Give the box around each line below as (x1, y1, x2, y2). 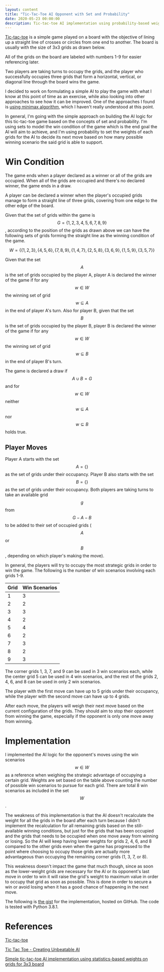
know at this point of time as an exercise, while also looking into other (5, 94, 145, 100)
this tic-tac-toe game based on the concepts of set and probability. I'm (5, 119, 147, 124)
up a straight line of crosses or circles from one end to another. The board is (5, 40, 159, 45)
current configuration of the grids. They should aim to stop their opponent (5, 708, 154, 714)
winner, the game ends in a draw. (5, 183, 72, 189)
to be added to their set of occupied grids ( (5, 523, 92, 528)
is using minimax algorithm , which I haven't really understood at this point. (5, 104, 155, 110)
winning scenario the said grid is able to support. (5, 140, 103, 145)
